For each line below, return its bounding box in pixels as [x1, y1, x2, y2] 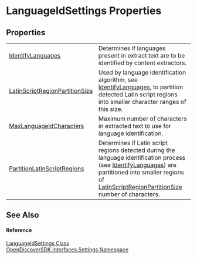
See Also [6, 210, 39, 220]
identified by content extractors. [98, 59, 186, 67]
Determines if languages [98, 44, 166, 52]
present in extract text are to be [98, 52, 185, 59]
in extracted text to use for [98, 122, 171, 130]
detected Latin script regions [98, 90, 178, 98]
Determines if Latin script [98, 139, 168, 147]
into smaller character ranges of [98, 98, 186, 106]
